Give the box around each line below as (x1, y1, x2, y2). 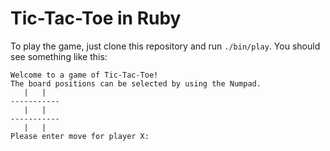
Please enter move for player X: (10, 131, 150, 141)
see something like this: (10, 50, 108, 62)
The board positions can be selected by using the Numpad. (10, 78, 262, 89)
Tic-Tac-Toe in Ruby (10, 7, 182, 30)
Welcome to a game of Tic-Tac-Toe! (10, 70, 159, 80)
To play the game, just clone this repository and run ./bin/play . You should (10, 40, 321, 52)
